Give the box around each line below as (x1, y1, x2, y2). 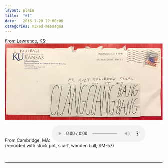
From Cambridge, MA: (5, 137, 51, 143)
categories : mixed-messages (5, 24, 64, 29)
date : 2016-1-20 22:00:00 (5, 18, 64, 23)
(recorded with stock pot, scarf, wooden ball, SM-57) (5, 142, 114, 148)
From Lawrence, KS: (5, 38, 47, 44)
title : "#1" (5, 13, 32, 18)
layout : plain (5, 8, 35, 13)
